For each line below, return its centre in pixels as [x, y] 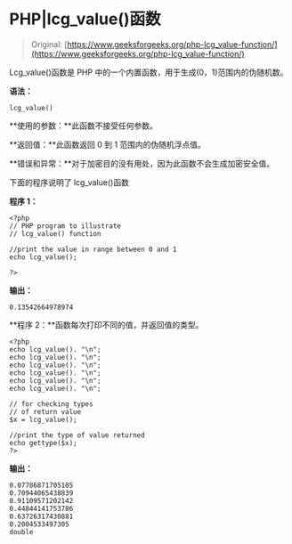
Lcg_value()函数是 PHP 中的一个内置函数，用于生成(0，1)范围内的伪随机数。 [149, 72]
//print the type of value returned [77, 435]
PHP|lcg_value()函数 [85, 19]
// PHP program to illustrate [65, 226]
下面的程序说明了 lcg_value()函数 [69, 182]
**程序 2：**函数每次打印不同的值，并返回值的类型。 [106, 325]
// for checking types [51, 404]
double [21, 532]
